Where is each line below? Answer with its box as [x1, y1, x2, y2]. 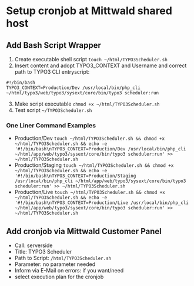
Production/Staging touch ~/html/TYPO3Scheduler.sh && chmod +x [14, 162, 174, 169]
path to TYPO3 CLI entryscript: [14, 68, 90, 75]
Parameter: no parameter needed [14, 261, 96, 268]
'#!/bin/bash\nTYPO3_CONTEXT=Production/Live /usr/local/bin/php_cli [14, 200, 189, 206]
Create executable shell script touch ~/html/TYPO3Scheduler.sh [14, 56, 168, 63]
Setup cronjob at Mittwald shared [6, 4, 172, 18]
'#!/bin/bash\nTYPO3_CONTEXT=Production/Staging [14, 173, 136, 179]
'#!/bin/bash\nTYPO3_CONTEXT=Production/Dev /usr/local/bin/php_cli [14, 146, 186, 152]
